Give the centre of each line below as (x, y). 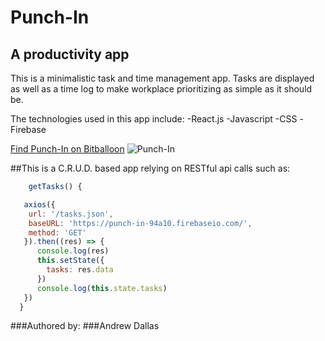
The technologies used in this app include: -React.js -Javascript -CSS (154, 119)
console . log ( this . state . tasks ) (102, 288)
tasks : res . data (80, 270)
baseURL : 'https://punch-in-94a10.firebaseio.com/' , (140, 223)
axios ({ (39, 204)
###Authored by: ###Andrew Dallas (85, 326)
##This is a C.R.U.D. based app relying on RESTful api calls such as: (150, 168)
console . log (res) (73, 251)
